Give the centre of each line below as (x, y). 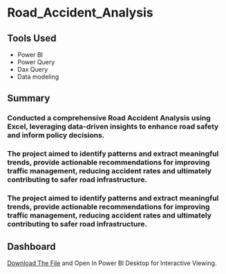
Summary (29, 98)
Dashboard (31, 246)
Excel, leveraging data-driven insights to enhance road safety (113, 127)
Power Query (36, 62)
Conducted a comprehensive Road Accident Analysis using (109, 118)
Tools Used (32, 38)
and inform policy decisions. (56, 135)
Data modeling (38, 77)
